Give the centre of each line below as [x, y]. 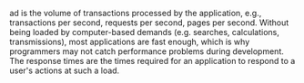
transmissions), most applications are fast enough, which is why [130, 41]
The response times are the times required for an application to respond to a [152, 61]
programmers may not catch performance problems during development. [147, 51]
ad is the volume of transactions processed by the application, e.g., [136, 13]
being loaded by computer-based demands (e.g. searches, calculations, [145, 32]
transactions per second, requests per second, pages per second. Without [149, 23]
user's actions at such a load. [65, 70]
